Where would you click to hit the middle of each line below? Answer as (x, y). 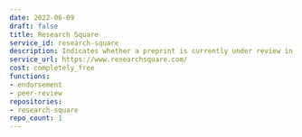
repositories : (36, 101)
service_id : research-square (64, 43)
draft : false (34, 26)
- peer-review (36, 93)
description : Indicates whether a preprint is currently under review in (151, 51)
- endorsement (36, 85)
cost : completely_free (52, 68)
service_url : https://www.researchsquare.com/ (99, 59)
